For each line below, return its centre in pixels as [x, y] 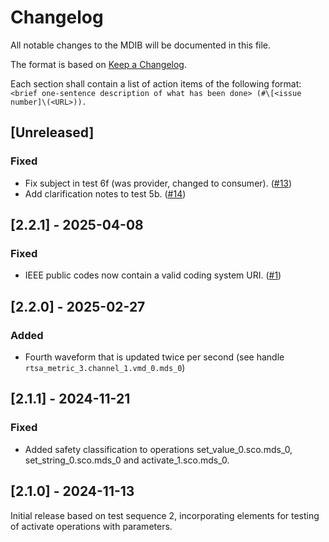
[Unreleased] [52, 132]
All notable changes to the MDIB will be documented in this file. [141, 45]
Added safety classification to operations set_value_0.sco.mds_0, [158, 449]
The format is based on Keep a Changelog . [98, 64]
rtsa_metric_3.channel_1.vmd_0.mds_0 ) [105, 367]
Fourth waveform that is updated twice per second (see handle [154, 357]
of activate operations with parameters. [91, 526]
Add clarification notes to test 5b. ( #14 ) [105, 193]
